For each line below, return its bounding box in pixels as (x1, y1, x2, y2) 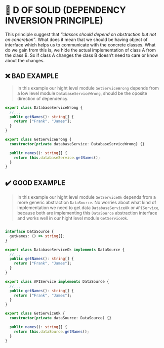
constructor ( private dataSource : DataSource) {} (9, 316, 112, 321)
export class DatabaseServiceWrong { (5, 105, 83, 110)
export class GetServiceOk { (5, 311, 65, 316)
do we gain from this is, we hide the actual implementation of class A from (5, 47, 156, 53)
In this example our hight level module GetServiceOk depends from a (17, 194, 156, 200)
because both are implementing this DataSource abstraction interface (17, 210, 158, 216)
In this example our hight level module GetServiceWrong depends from (17, 85, 159, 91)
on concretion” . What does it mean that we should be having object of (5, 37, 148, 43)
